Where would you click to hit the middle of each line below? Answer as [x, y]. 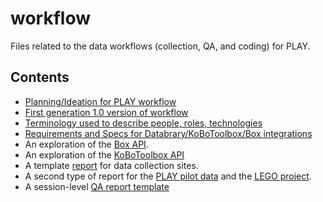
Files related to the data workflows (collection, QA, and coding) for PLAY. [160, 46]
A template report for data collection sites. [111, 165]
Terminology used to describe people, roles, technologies [143, 123]
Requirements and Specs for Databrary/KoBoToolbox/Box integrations [168, 133]
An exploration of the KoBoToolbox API [104, 154]
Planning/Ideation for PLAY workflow [100, 101]
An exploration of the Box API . [86, 144]
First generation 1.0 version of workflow [106, 112]
